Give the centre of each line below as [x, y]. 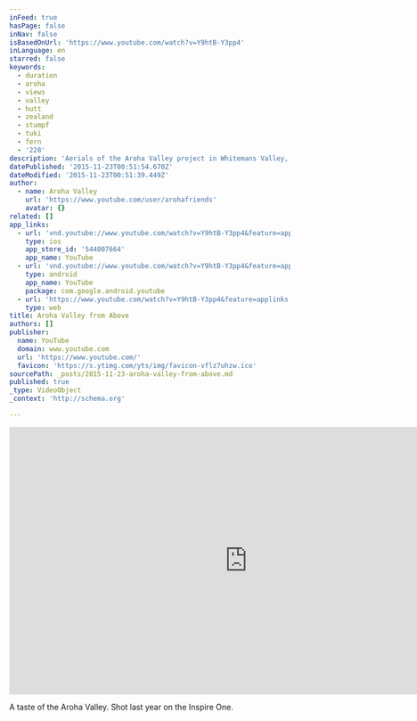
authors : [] [31, 324]
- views [32, 92]
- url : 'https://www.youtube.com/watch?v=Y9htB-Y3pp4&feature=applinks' [155, 299]
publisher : [29, 332]
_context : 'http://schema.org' [67, 399]
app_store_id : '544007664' [75, 250]
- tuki [29, 134]
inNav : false [33, 34]
